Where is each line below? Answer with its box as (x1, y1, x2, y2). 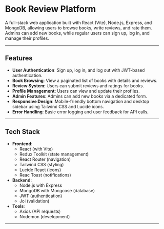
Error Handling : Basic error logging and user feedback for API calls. (12, 109, 149, 115)
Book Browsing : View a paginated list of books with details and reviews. (12, 77, 158, 83)
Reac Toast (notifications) (19, 172, 72, 178)
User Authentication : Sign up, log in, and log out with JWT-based (12, 67, 145, 73)
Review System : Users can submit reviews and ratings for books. (12, 82, 144, 89)
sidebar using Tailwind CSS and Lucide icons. (12, 103, 104, 109)
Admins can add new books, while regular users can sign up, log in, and (5, 30, 150, 36)
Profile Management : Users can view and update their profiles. (12, 88, 140, 94)
